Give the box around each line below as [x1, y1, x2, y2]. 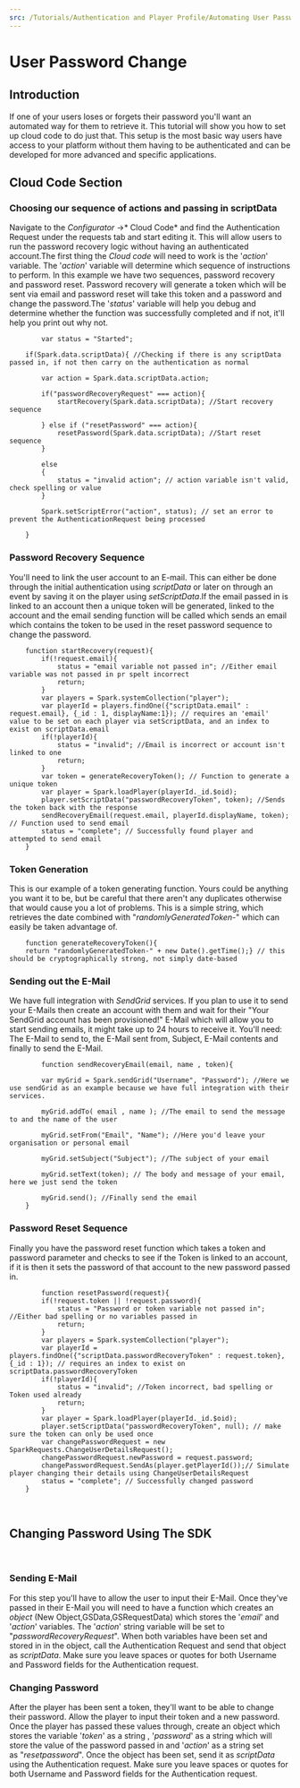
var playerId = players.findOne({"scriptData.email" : [41, 701, 250, 710]
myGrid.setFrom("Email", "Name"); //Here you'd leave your [41, 1130, 266, 1140]
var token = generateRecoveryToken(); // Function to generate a [41, 771, 290, 780]
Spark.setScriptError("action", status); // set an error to [41, 507, 274, 516]
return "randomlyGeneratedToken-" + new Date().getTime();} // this [25, 946, 286, 955]
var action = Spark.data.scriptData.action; [41, 374, 210, 383]
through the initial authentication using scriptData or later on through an [9, 581, 274, 592]
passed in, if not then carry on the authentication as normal [9, 358, 250, 367]
